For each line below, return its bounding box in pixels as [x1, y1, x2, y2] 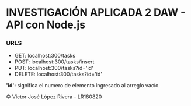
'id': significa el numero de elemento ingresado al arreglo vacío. [6, 82, 161, 89]
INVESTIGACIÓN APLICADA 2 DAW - [6, 6, 186, 19]
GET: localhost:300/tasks [14, 52, 76, 59]
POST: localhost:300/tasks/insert [14, 58, 95, 65]
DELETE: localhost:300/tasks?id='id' [14, 70, 102, 78]
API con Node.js [6, 18, 86, 31]
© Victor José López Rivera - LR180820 [6, 93, 102, 100]
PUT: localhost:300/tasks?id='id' [14, 65, 93, 72]
